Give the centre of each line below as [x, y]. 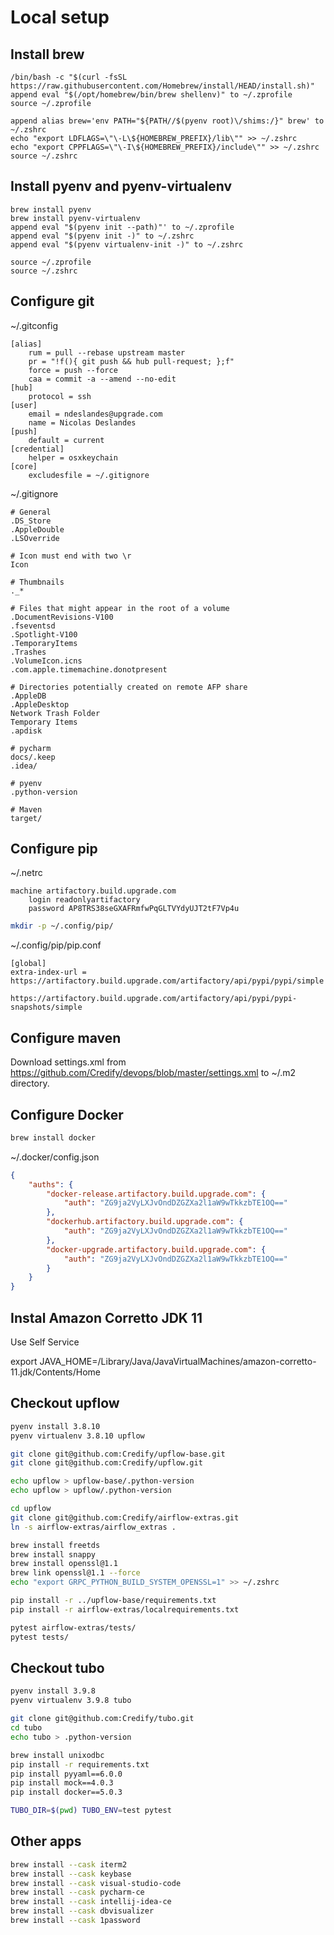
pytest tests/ [40, 1637]
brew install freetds [55, 1545]
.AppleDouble [37, 529]
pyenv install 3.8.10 [55, 1426]
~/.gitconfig [34, 325]
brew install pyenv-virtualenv [75, 218]
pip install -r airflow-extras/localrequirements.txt [125, 1609]
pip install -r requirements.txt [80, 1764]
